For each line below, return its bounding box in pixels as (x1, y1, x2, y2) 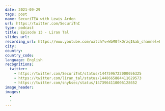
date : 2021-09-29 (5, 7, 41, 12)
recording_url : (5, 39, 36, 44)
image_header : (5, 84, 34, 90)
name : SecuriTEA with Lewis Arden (5, 16, 76, 21)
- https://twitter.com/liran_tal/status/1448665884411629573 (14, 76, 141, 81)
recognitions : (5, 62, 34, 67)
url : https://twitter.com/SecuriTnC (5, 21, 80, 26)
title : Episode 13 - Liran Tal (5, 30, 69, 35)
